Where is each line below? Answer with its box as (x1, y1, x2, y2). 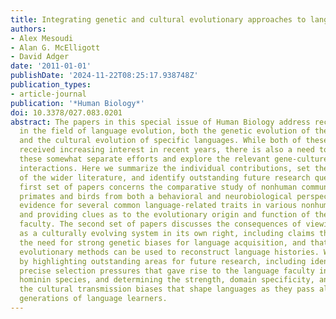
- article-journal (10, 89, 87, 99)
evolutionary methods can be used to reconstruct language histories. (19, 247, 320, 257)
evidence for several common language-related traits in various (19, 201, 298, 211)
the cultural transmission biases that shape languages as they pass (19, 284, 315, 295)
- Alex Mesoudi (10, 33, 74, 43)
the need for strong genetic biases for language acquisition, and (19, 237, 307, 248)
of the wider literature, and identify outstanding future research (19, 172, 311, 183)
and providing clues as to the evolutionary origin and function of (19, 210, 311, 220)
